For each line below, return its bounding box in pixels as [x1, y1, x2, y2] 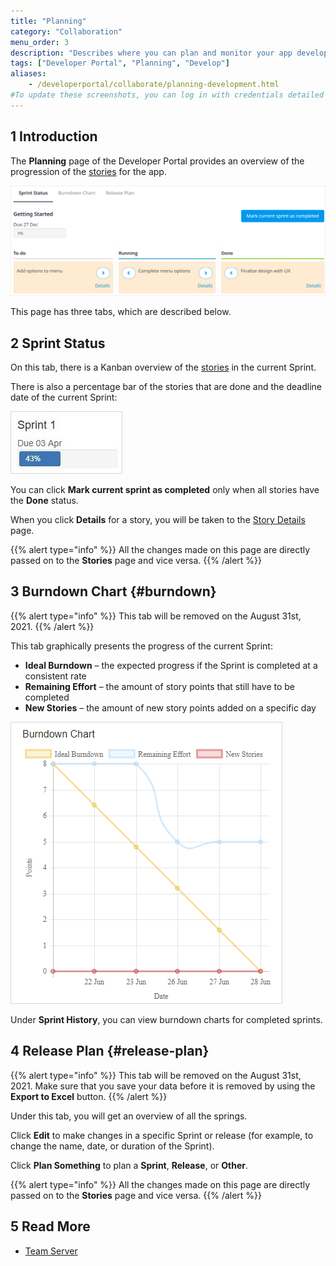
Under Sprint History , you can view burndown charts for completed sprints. [10, 1013, 323, 1025]
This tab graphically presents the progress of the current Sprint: [10, 640, 273, 652]
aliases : [10, 69, 47, 79]
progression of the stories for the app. [10, 165, 167, 177]
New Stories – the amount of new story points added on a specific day [24, 701, 317, 714]
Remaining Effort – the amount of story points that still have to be [24, 680, 296, 692]
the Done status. [10, 495, 79, 507]
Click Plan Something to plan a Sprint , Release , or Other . [10, 1159, 249, 1171]
